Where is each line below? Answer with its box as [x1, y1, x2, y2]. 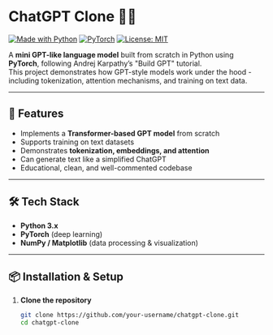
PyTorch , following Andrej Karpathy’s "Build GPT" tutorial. [8, 58, 202, 68]
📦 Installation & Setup [8, 269, 124, 283]
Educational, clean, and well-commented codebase [19, 162, 193, 173]
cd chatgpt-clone [19, 319, 80, 327]
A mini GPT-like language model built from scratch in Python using [8, 49, 234, 59]
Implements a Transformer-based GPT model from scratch [19, 128, 220, 138]
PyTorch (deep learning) [19, 229, 103, 238]
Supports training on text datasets [19, 137, 135, 147]
